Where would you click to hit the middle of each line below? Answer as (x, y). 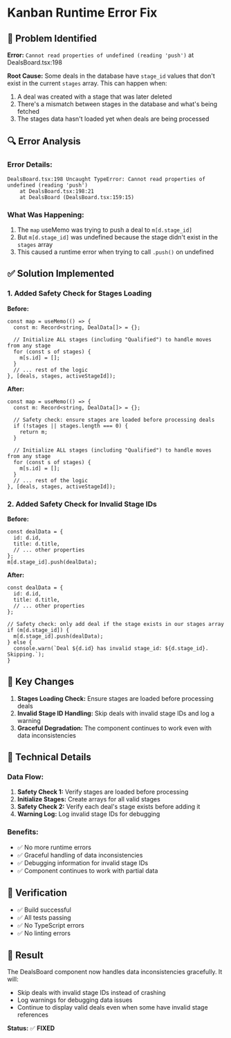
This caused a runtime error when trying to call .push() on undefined (115, 252)
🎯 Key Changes (41, 682)
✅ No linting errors (44, 933)
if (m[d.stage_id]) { (38, 630)
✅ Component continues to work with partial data (87, 870)
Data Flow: (25, 777)
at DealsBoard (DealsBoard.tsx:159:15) (77, 197)
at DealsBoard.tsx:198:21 (57, 191)
